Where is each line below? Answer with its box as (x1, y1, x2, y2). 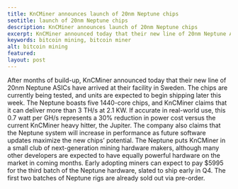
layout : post (7, 57, 46, 64)
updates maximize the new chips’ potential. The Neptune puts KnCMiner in (7, 136, 226, 144)
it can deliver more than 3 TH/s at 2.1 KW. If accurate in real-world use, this (7, 105, 226, 114)
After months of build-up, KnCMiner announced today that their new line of (7, 76, 227, 84)
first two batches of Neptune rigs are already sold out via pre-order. (7, 173, 205, 182)
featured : (7, 50, 37, 57)
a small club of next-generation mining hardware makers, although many (7, 143, 220, 152)
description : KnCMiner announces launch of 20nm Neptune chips (7, 23, 198, 30)
